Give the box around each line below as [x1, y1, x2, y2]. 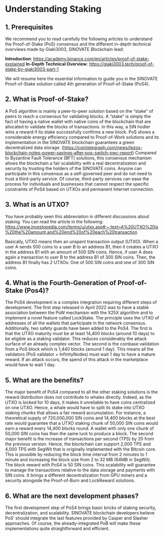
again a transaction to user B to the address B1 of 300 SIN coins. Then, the [5, 254, 156, 260]
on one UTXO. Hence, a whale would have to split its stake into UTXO [5, 405, 145, 411]
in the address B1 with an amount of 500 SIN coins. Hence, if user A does [5, 249, 153, 255]
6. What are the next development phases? [5, 491, 139, 500]
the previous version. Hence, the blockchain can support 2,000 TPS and [5, 441, 151, 447]
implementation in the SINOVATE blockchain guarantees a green [5, 139, 135, 145]
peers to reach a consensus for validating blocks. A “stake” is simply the [5, 113, 151, 119]
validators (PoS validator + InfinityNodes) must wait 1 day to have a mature [5, 351, 156, 357]
